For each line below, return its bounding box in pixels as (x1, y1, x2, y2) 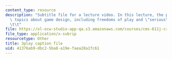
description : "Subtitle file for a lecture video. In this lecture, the (5, 12, 164, 17)
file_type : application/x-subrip (5, 31, 77, 36)
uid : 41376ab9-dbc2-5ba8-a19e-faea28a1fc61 (5, 46, 100, 51)
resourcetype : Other (5, 36, 50, 42)
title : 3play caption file (5, 41, 63, 46)
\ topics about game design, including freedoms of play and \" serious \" (10, 17, 170, 22)
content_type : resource (5, 7, 56, 13)
